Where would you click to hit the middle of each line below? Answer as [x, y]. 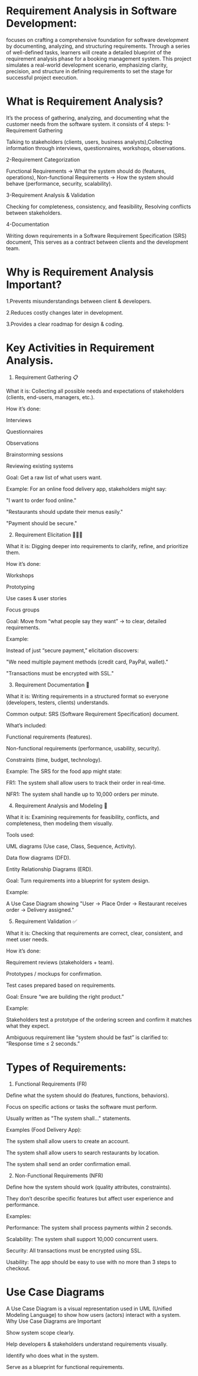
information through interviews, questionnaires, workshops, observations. [96, 148]
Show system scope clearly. [40, 1332]
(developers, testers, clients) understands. [58, 702]
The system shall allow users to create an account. [68, 1141]
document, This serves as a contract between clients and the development [97, 242]
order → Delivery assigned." [40, 909]
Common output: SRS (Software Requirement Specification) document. [92, 714]
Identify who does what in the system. [53, 1355]
